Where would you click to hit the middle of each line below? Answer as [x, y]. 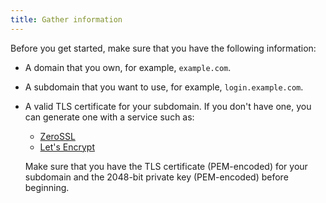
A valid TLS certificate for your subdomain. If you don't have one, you [168, 106]
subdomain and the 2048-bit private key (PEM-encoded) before [156, 177]
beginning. [47, 187]
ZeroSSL [57, 136]
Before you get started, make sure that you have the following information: [163, 48]
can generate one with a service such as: [109, 117]
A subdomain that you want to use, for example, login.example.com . [164, 87]
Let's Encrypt [67, 147]
